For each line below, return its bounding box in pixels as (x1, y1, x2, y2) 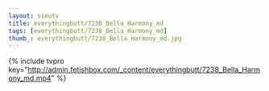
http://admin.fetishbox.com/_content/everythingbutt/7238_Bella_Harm (27, 65, 260, 75)
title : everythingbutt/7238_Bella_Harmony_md (8, 19, 163, 27)
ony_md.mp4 (8, 73, 52, 83)
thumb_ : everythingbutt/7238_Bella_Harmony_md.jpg (8, 34, 182, 43)
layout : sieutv (8, 11, 60, 20)
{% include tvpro (8, 56, 64, 66)
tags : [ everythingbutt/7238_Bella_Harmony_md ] (8, 27, 168, 35)
